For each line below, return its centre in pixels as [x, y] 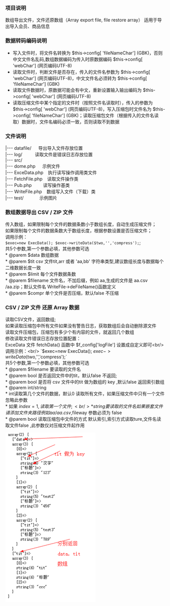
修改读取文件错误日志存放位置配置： [43, 339]
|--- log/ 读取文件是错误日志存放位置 [49, 154]
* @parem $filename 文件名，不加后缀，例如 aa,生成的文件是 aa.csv [77, 281]
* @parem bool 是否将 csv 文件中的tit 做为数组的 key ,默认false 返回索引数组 [85, 382]
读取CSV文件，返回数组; [31, 319]
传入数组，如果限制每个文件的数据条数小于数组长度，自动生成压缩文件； [81, 224]
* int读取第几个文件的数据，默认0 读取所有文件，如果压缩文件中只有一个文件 [85, 394]
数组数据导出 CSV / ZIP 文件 [39, 212]
